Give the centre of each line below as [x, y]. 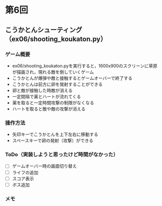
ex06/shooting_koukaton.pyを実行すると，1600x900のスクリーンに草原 [85, 66]
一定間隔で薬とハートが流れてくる [46, 96]
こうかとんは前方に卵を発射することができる [57, 84]
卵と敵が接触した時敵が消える [42, 90]
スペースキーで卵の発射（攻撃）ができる [53, 141]
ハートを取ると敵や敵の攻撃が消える [49, 109]
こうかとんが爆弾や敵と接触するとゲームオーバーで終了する [72, 78]
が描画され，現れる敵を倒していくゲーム [53, 72]
